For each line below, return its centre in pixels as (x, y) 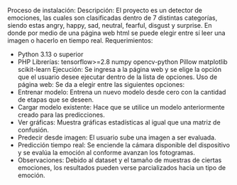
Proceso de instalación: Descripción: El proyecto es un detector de (105, 10)
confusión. (33, 130)
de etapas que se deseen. (56, 100)
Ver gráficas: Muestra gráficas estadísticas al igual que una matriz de (119, 122)
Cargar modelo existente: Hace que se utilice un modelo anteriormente (121, 107)
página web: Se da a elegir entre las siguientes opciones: (101, 84)
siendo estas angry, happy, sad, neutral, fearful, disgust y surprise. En (110, 25)
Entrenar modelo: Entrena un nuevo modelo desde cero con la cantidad (122, 92)
